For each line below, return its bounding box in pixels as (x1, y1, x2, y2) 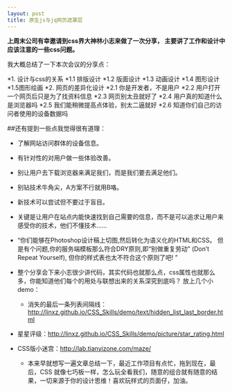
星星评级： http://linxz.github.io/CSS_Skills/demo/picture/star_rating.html (17, 329, 224, 338)
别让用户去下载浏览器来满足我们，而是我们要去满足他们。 (17, 168, 181, 177)
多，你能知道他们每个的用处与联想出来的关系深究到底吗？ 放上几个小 (17, 277, 213, 285)
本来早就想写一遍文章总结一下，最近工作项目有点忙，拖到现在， (27, 358, 210, 367)
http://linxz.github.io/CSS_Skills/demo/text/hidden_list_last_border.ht (27, 308, 224, 316)
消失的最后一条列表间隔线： (27, 299, 107, 309)
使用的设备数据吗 (19, 109, 68, 118)
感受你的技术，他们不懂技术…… (17, 221, 107, 229)
